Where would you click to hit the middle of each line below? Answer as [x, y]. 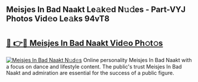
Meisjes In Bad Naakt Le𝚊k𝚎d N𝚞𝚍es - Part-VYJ [96, 10]
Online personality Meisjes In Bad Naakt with [137, 60]
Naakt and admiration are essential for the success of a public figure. [90, 73]
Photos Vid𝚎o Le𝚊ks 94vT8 [58, 19]
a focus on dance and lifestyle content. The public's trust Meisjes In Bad [94, 66]
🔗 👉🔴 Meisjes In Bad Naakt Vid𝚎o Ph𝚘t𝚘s [85, 43]
